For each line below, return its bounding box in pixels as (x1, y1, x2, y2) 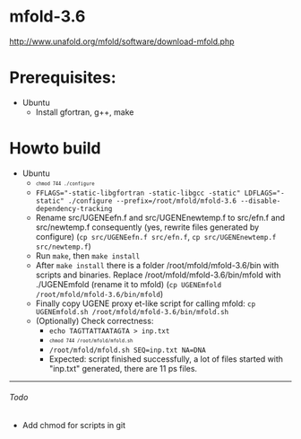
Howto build (9, 138, 101, 159)
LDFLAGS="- (244, 189, 285, 198)
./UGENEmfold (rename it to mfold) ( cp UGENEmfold (35, 278, 222, 289)
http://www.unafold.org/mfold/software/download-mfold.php (9, 36, 235, 47)
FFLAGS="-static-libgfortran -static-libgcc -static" (35, 189, 241, 198)
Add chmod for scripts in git (21, 420, 126, 431)
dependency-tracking (35, 204, 113, 213)
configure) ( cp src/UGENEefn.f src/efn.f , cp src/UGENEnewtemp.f (35, 231, 277, 241)
